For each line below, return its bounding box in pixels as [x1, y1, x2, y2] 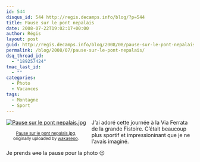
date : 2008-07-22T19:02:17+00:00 [6, 25, 89, 31]
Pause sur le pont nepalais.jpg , [15, 130, 77, 136]
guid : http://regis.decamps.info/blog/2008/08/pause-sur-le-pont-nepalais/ [6, 42, 198, 48]
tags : [6, 91, 20, 97]
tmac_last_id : [6, 63, 42, 70]
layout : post [6, 36, 39, 42]
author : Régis [6, 31, 42, 37]
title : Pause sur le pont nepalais [6, 20, 95, 26]
